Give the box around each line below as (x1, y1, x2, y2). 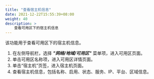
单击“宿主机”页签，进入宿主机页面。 (12, 63, 86, 69)
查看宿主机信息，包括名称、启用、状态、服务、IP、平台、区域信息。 (12, 69, 152, 75)
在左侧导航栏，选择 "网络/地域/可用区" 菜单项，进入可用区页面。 (12, 50, 145, 56)
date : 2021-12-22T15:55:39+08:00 (5, 12, 75, 17)
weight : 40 (5, 16, 28, 21)
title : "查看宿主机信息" (5, 7, 51, 12)
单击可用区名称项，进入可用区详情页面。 (12, 56, 95, 62)
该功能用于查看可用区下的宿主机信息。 (5, 40, 83, 46)
